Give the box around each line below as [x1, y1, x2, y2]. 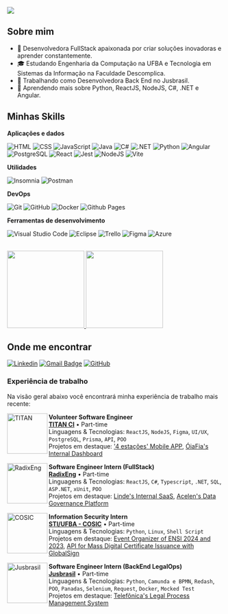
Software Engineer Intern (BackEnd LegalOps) [49, 562, 183, 570]
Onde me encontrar [7, 341, 92, 353]
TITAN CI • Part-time [49, 420, 108, 429]
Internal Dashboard [49, 449, 103, 457]
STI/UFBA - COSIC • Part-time [49, 519, 135, 528]
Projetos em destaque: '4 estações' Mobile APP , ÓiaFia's [49, 442, 209, 450]
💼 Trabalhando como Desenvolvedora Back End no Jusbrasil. [16, 76, 190, 84]
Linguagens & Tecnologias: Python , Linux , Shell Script [49, 527, 204, 535]
